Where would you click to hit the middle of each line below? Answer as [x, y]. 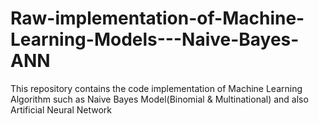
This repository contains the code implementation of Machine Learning [156, 88]
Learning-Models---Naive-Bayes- [155, 39]
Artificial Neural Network [61, 109]
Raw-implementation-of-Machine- [157, 18]
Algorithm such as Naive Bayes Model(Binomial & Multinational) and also [159, 99]
